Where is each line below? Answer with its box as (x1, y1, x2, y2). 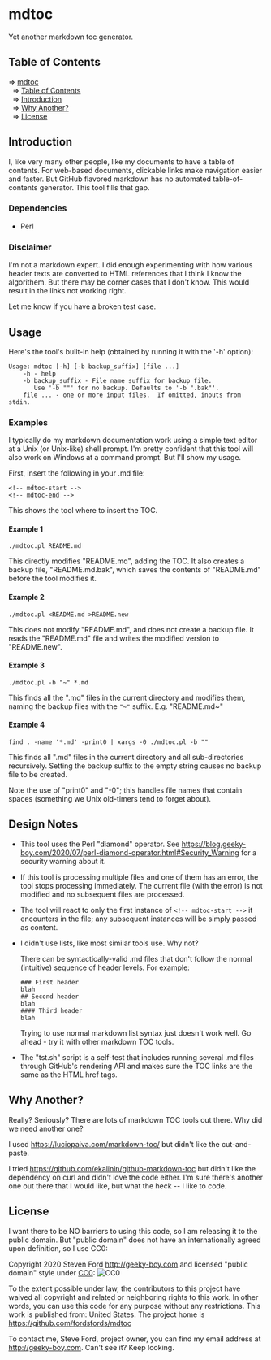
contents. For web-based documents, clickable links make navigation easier (8, 165, 263, 175)
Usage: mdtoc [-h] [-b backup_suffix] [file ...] (8, 363, 180, 371)
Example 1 (8, 524, 43, 533)
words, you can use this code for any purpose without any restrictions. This (8, 1301, 261, 1310)
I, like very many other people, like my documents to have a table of (8, 156, 235, 167)
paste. (8, 1148, 30, 1158)
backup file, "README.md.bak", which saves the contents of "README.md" (8, 565, 261, 575)
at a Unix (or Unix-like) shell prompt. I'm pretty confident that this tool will (8, 444, 254, 454)
